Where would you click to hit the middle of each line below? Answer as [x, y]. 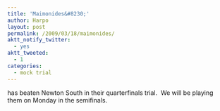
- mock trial [33, 72]
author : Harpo [28, 20]
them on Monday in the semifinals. [57, 100]
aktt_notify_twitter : [39, 40]
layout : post [26, 27]
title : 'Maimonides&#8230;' [49, 14]
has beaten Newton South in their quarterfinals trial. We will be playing [110, 93]
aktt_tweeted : [28, 53]
